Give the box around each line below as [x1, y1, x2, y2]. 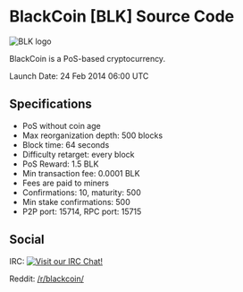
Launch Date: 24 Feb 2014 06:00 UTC [9, 70, 149, 82]
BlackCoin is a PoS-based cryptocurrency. [9, 53, 166, 64]
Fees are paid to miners [21, 177, 110, 188]
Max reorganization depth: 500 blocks [21, 130, 163, 141]
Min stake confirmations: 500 [21, 196, 131, 207]
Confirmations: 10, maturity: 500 [21, 186, 141, 198]
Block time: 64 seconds [21, 139, 110, 150]
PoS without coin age [21, 120, 101, 131]
